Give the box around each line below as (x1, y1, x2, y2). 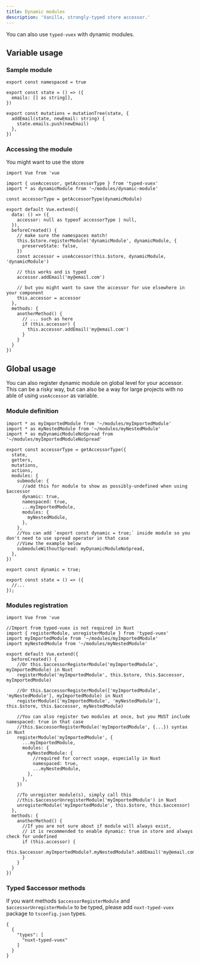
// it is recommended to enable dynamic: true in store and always (21, 828, 193, 834)
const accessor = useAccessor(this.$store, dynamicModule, (17, 254, 167, 260)
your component (6, 290, 44, 296)
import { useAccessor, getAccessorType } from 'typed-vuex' (6, 181, 159, 186)
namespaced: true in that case (6, 719, 84, 724)
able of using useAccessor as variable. (6, 392, 99, 399)
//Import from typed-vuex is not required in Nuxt (6, 625, 135, 631)
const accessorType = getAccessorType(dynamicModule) (6, 196, 143, 203)
